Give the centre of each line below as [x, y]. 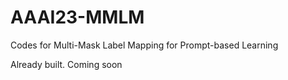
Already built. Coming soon [66, 64]
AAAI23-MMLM [77, 17]
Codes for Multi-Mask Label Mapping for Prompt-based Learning [144, 45]
